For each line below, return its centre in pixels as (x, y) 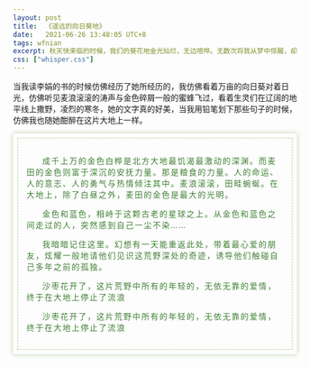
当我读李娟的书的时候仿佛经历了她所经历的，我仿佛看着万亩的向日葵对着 (147, 86)
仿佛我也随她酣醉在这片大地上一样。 (80, 120)
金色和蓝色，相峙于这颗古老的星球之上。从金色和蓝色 (155, 214)
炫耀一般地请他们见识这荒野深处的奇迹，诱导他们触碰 (157, 255)
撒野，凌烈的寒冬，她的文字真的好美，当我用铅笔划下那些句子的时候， (167, 109)
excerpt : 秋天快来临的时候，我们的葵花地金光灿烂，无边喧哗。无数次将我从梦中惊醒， (152, 51)
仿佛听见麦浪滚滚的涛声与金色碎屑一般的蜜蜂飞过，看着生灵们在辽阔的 (159, 97)
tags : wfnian (37, 43)
